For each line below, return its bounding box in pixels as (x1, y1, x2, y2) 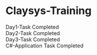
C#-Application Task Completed (5, 42, 84, 49)
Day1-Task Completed (5, 23, 59, 30)
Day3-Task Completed (5, 36, 60, 43)
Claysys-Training (5, 4, 92, 18)
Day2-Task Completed (5, 29, 60, 36)
